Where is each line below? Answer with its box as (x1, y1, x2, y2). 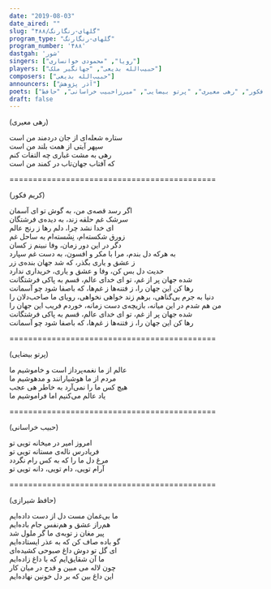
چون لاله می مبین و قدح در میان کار (9, 563, 116, 573)
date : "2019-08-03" (9, 11, 75, 20)
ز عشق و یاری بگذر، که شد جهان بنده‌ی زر (9, 257, 135, 268)
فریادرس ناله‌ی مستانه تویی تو (9, 447, 100, 457)
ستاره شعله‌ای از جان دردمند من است (9, 133, 123, 143)
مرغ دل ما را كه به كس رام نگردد (9, 455, 109, 465)
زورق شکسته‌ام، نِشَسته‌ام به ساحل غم (9, 232, 126, 242)
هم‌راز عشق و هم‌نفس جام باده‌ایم (9, 520, 111, 530)
